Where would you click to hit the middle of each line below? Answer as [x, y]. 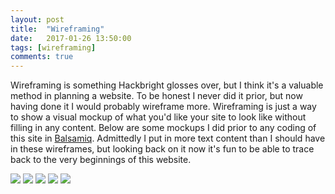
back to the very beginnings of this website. [101, 160]
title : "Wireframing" [57, 29]
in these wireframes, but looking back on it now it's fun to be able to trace [162, 149]
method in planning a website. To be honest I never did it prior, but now [156, 96]
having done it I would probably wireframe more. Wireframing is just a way [163, 107]
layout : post [37, 19]
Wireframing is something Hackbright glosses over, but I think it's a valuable [167, 85]
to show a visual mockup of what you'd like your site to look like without [158, 117]
